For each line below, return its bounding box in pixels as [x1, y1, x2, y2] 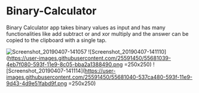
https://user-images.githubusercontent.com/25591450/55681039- [8, 54, 172, 61]
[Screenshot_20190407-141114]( [6, 67, 85, 74]
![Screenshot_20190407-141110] [88, 48, 167, 55]
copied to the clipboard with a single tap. [6, 36, 107, 44]
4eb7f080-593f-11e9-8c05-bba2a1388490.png [6, 61, 123, 68]
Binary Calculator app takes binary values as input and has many [6, 24, 166, 31]
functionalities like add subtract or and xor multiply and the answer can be [6, 30, 189, 37]
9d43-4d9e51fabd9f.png [6, 79, 68, 87]
